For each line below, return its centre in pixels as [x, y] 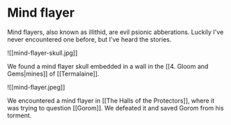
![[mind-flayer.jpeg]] [36, 87]
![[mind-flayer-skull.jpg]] [42, 53]
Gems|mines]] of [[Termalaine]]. [53, 74]
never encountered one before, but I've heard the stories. [89, 39]
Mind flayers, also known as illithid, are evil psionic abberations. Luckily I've [115, 32]
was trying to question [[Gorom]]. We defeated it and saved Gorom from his [115, 108]
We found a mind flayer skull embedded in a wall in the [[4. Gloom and [108, 66]
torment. [19, 115]
